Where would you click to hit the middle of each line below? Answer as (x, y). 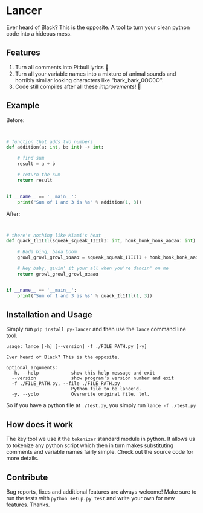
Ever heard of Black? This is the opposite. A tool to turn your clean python (98, 27)
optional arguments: (32, 368)
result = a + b (36, 164)
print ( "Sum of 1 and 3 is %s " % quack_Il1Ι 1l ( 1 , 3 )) (85, 296)
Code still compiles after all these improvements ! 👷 (78, 86)
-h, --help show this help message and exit (83, 373)
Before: (15, 120)
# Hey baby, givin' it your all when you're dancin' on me (93, 269)
